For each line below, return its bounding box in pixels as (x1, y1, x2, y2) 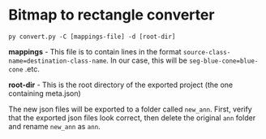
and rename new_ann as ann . (8, 121, 101, 131)
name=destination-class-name (8, 57, 107, 65)
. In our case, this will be (106, 55, 188, 65)
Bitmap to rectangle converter (8, 6, 215, 24)
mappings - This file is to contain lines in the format (8, 46, 182, 56)
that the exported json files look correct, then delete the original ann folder (8, 112, 256, 123)
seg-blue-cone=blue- (189, 57, 259, 65)
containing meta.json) (8, 88, 81, 98)
